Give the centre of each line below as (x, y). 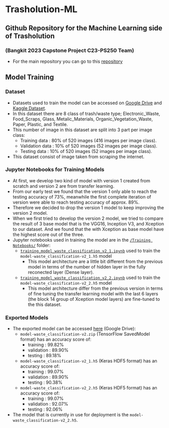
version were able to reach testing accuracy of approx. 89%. (76, 202)
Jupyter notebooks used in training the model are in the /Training (81, 240)
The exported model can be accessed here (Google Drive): (74, 329)
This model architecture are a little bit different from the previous (95, 261)
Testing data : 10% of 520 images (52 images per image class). (86, 151)
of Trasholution (30, 36)
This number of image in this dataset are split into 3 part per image (82, 130)
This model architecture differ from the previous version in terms (95, 288)
